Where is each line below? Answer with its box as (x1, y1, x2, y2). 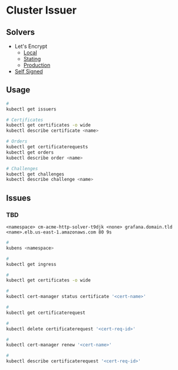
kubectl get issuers (6, 106, 57, 112)
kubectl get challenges (6, 171, 65, 177)
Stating (23, 56, 41, 62)
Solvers (6, 27, 35, 37)
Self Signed (14, 68, 43, 74)
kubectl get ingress (6, 261, 57, 267)
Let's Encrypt (14, 43, 48, 50)
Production (23, 61, 51, 69)
